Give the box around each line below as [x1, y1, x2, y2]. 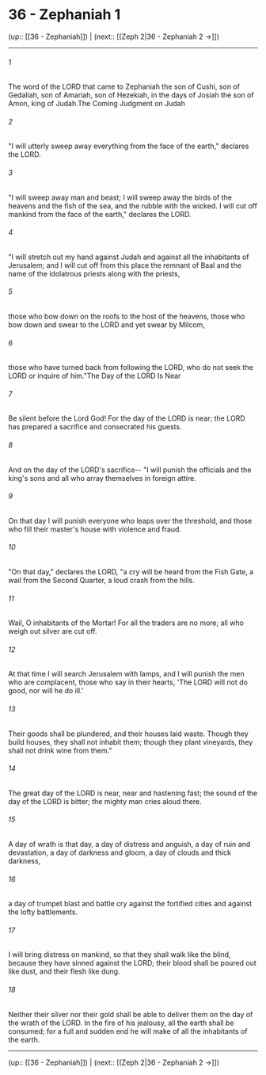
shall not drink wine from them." [8, 745, 112, 755]
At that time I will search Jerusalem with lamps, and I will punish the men [8, 669, 245, 679]
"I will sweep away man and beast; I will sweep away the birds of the [8, 193, 232, 202]
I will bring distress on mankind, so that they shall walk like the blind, [8, 950, 231, 959]
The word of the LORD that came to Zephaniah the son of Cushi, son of [8, 82, 240, 92]
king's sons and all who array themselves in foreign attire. [8, 473, 196, 482]
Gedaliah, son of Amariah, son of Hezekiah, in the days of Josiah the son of [8, 90, 255, 100]
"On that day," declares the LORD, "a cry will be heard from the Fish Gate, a [8, 566, 254, 576]
